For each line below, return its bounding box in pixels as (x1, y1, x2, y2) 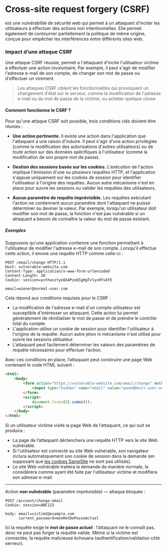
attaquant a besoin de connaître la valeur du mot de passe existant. (12, 216, 151, 222)
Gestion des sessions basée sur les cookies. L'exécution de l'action (12, 164, 153, 170)
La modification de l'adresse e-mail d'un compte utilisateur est (12, 305, 141, 311)
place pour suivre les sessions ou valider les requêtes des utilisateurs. (12, 185, 156, 191)
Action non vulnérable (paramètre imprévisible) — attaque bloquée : (5, 489, 146, 495)
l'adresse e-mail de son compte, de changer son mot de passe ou (5, 70, 140, 76)
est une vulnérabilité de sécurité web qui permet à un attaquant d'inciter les (5, 20, 160, 26)
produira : (5, 427, 25, 434)
